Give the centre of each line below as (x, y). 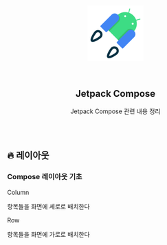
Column (18, 192)
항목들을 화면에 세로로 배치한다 (49, 206)
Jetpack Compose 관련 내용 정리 (115, 111)
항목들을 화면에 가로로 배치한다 (49, 234)
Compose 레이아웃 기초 (45, 177)
